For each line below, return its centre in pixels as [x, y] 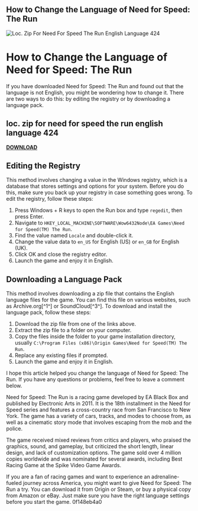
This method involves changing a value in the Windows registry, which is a [97, 180]
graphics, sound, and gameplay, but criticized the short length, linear [90, 446]
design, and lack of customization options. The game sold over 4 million [94, 453]
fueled [14, 483]
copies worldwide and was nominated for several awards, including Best [94, 459]
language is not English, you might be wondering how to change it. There [95, 92]
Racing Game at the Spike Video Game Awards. [64, 465]
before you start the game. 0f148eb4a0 [54, 502]
